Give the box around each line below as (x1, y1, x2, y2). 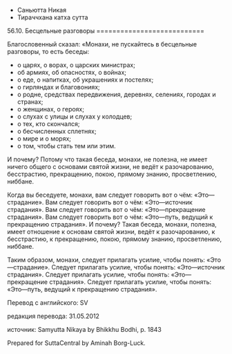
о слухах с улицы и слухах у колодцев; (17, 112, 133, 121)
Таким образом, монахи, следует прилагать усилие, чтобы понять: (7, 256, 206, 264)
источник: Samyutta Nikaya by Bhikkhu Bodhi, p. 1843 (7, 326, 162, 333)
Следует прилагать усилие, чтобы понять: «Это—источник (51, 263, 225, 271)
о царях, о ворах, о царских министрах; (17, 61, 136, 69)
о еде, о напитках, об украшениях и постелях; (17, 76, 154, 84)
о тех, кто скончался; (17, 120, 80, 127)
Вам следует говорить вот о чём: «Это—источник (45, 198, 193, 206)
